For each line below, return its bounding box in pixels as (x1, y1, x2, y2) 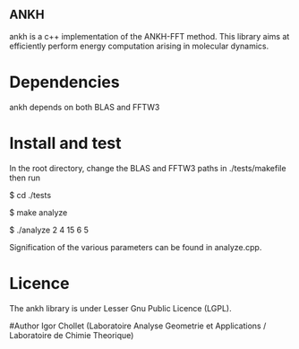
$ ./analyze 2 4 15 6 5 (9, 224, 90, 235)
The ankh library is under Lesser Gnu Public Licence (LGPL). (9, 302, 233, 313)
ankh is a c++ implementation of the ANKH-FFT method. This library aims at (9, 31, 290, 41)
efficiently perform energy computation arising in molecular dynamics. (9, 40, 269, 51)
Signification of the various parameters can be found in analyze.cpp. (9, 241, 262, 252)
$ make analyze (9, 206, 68, 218)
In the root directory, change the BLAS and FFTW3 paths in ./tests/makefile (9, 162, 286, 173)
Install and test (9, 133, 122, 153)
